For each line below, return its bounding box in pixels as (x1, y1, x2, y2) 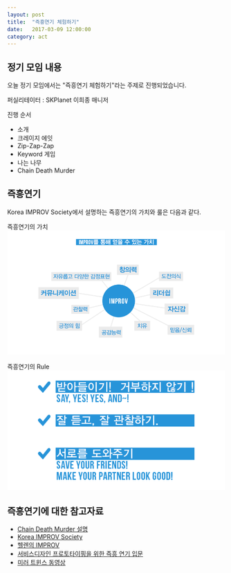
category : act (7, 33, 48, 40)
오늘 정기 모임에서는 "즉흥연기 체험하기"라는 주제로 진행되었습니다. (7, 81, 187, 89)
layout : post (7, 11, 45, 18)
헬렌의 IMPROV (17, 541, 60, 549)
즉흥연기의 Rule (7, 362, 50, 371)
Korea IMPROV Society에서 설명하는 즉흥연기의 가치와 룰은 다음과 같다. (7, 208, 202, 216)
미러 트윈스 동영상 (17, 558, 66, 567)
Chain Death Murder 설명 (17, 525, 89, 534)
